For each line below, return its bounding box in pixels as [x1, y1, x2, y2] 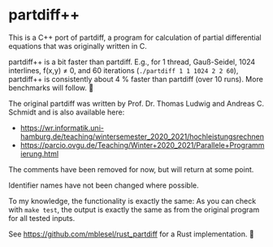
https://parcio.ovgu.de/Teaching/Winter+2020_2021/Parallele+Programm [19, 140, 265, 149]
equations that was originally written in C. [8, 41, 148, 50]
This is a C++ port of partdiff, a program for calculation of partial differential [8, 32, 262, 42]
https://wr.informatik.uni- [19, 123, 104, 132]
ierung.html [19, 149, 59, 158]
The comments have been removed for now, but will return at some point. [8, 164, 254, 174]
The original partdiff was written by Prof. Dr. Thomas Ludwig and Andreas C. [8, 98, 265, 108]
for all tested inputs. [8, 213, 76, 223]
